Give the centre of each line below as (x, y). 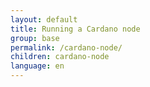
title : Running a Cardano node (75, 29)
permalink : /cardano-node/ (66, 47)
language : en (37, 66)
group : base (35, 38)
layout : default (44, 19)
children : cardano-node (60, 57)
